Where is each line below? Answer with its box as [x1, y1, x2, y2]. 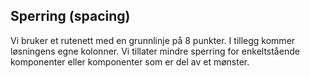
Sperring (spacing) [10, 8, 131, 25]
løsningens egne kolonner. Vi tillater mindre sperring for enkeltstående [10, 45, 300, 57]
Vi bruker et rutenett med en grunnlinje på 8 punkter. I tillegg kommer [10, 34, 296, 46]
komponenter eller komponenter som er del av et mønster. [10, 55, 250, 68]
